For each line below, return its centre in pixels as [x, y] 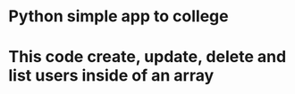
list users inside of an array [111, 76]
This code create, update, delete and [147, 57]
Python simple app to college [118, 16]
